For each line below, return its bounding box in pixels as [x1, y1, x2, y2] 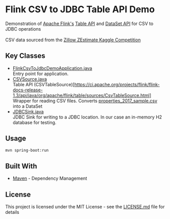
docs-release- [12, 87, 43, 93]
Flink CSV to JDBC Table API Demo [5, 4, 155, 15]
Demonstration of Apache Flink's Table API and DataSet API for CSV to [5, 20, 154, 27]
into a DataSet [12, 103, 43, 109]
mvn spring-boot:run [5, 148, 49, 153]
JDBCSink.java [12, 108, 44, 114]
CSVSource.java [12, 76, 47, 82]
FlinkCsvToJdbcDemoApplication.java [12, 65, 93, 71]
